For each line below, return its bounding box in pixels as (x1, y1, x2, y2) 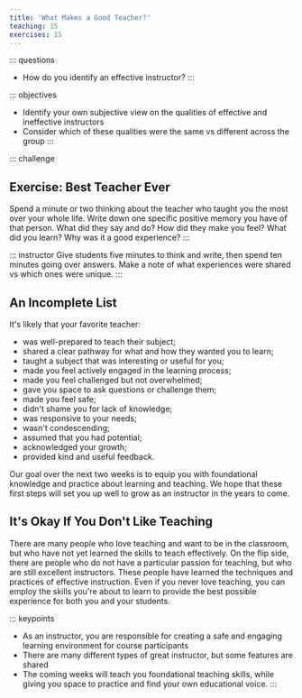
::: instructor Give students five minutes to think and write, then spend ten (9, 250, 282, 261)
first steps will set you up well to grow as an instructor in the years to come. (9, 488, 290, 499)
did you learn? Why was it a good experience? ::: (9, 232, 190, 243)
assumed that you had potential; (22, 432, 142, 443)
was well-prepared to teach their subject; (22, 336, 176, 347)
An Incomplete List (9, 295, 117, 310)
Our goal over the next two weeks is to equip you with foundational (9, 469, 259, 479)
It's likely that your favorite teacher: (9, 319, 142, 329)
